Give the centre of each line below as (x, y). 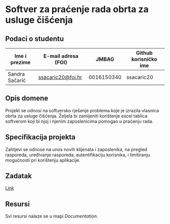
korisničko (144, 59)
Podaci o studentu (35, 39)
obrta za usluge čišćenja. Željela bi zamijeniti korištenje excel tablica (76, 116)
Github (144, 53)
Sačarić (17, 80)
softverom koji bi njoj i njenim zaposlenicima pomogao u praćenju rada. (79, 121)
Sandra (16, 74)
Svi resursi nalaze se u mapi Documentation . (52, 216)
